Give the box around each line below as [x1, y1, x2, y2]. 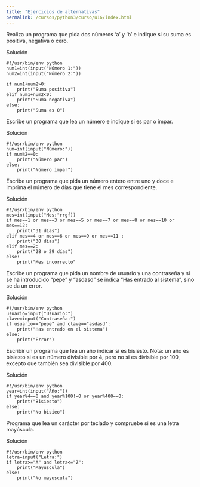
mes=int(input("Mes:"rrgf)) [6, 212, 76, 218]
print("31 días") [17, 227, 60, 233]
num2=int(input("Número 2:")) [6, 70, 82, 76]
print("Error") [17, 337, 55, 343]
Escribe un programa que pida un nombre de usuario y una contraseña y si [6, 269, 190, 276]
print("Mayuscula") [17, 464, 66, 470]
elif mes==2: [6, 243, 39, 249]
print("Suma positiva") [17, 86, 76, 93]
